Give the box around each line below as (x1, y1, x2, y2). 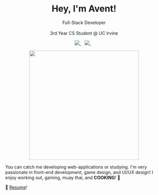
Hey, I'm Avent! (51, 3, 116, 14)
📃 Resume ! (5, 184, 27, 190)
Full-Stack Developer (62, 19, 106, 25)
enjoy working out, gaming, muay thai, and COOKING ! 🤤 (5, 174, 120, 180)
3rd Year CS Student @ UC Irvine (49, 30, 118, 36)
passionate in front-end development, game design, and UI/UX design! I (5, 169, 153, 175)
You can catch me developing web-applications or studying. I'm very (5, 163, 147, 170)
